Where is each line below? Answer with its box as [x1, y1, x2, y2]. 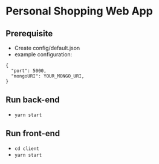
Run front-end [5, 128, 60, 139]
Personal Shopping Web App [5, 4, 154, 18]
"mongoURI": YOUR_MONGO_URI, [11, 73, 85, 79]
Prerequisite [5, 28, 53, 39]
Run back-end [5, 95, 60, 105]
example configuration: [14, 51, 73, 58]
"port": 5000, [11, 68, 47, 74]
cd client [14, 145, 40, 152]
